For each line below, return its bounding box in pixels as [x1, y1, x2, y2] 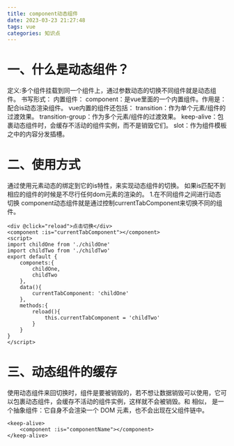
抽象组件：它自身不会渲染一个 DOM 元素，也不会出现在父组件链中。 [13, 406, 209, 415]
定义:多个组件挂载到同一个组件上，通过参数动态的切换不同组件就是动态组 [7, 87, 217, 95]
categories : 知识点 [7, 29, 61, 37]
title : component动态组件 [7, 10, 79, 17]
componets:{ [19, 260, 54, 267]
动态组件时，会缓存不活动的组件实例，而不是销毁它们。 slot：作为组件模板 [13, 121, 227, 130]
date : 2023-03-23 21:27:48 [7, 17, 86, 24]
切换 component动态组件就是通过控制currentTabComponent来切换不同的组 [7, 199, 223, 207]
